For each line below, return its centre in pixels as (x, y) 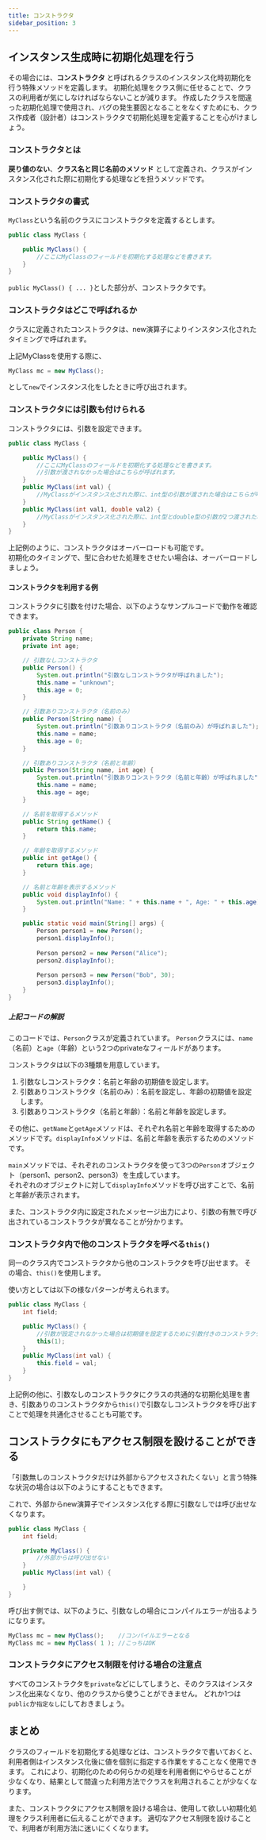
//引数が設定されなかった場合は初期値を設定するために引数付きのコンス (137, 1334)
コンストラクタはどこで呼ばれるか (73, 311)
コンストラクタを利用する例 (53, 587)
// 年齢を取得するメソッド (60, 851)
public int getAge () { (60, 858)
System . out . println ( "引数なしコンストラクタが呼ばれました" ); (130, 675)
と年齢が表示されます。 (46, 1194)
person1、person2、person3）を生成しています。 (103, 1175)
